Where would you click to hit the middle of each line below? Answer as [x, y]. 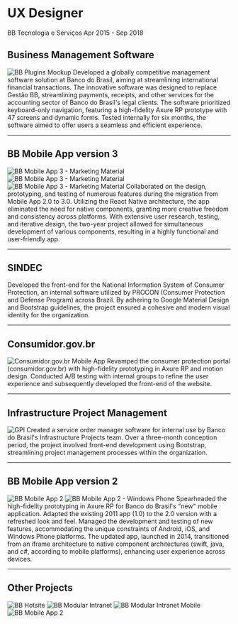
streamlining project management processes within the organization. [107, 453]
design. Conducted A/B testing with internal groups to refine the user [108, 376]
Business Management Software [81, 55]
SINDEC [25, 268]
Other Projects [40, 588]
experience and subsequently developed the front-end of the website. [110, 384]
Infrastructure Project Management [87, 413]
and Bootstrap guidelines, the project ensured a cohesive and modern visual [119, 307]
